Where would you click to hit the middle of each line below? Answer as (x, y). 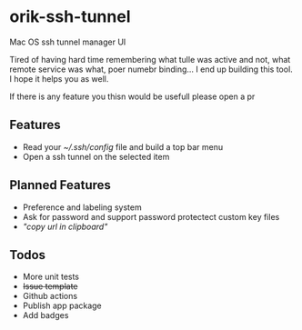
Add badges (45, 315)
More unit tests (51, 277)
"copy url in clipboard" (65, 226)
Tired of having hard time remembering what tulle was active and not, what (150, 59)
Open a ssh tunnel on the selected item (96, 156)
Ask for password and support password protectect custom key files (151, 216)
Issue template (50, 286)
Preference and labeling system (82, 207)
